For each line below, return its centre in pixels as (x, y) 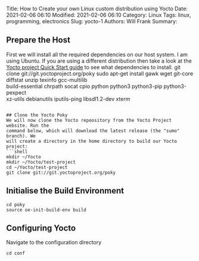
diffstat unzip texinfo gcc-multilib (47, 79)
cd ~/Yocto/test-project (37, 167)
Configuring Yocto (41, 228)
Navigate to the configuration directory (54, 242)
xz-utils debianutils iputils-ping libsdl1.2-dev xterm (68, 99)
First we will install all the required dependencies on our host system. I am (97, 54)
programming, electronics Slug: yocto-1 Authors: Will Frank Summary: (92, 21)
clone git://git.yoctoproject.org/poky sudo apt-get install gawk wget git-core (100, 73)
